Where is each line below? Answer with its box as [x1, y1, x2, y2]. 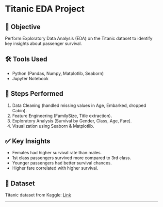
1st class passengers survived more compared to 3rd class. [12, 155, 131, 161]
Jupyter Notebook [12, 75, 49, 81]
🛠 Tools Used [5, 55, 48, 63]
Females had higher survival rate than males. [12, 150, 102, 156]
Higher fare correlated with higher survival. [12, 165, 98, 171]
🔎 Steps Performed [5, 89, 64, 98]
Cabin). [12, 107, 27, 113]
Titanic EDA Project [5, 3, 85, 15]
